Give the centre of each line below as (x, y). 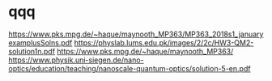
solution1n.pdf (32, 51)
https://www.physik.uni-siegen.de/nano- (76, 60)
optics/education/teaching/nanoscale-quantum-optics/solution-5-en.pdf (130, 68)
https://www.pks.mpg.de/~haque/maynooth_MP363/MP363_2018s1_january (136, 34)
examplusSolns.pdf (40, 42)
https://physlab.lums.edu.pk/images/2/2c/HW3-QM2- (164, 42)
